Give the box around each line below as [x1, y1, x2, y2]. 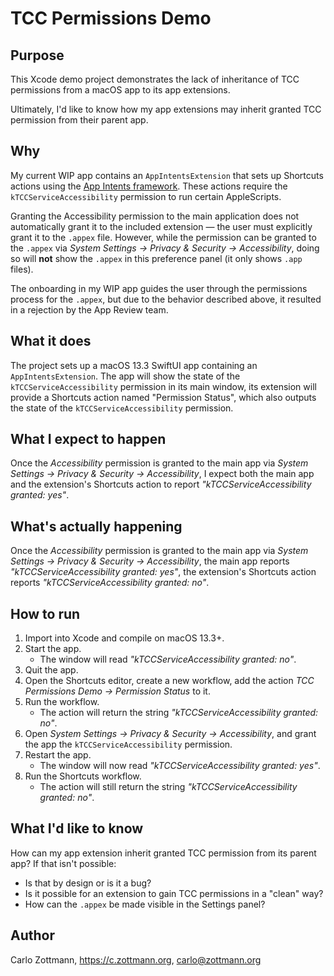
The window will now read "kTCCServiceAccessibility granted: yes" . [39, 760, 321, 772]
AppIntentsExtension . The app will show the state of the [10, 370, 241, 382]
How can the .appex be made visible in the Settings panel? [24, 898, 266, 910]
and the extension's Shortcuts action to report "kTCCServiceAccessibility [10, 478, 312, 491]
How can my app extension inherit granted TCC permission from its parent [10, 847, 317, 859]
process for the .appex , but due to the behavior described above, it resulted [10, 293, 322, 305]
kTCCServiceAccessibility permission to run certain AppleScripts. [10, 190, 282, 202]
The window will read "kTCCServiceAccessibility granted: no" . [39, 653, 297, 666]
